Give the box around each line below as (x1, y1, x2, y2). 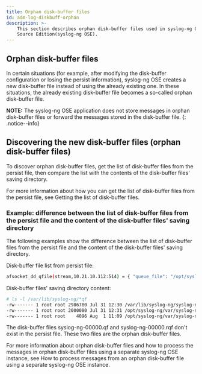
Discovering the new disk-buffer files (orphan (6, 137, 181, 148)
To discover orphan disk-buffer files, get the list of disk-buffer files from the (6, 162, 194, 170)
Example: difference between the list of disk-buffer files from (6, 209, 189, 217)
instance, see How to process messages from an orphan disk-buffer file (6, 355, 185, 362)
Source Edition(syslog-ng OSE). (17, 31, 98, 37)
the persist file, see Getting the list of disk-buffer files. (6, 194, 140, 201)
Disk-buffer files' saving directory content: (6, 284, 111, 291)
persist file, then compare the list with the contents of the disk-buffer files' (6, 169, 191, 176)
